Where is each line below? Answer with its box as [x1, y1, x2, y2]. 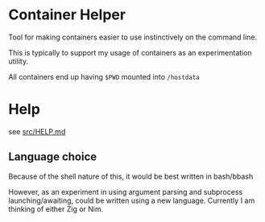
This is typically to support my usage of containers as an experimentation [8, 47, 252, 57]
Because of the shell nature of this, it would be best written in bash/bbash [8, 171, 254, 181]
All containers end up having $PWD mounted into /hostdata [8, 72, 200, 81]
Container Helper [8, 6, 126, 24]
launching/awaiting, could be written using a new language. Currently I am [8, 195, 255, 205]
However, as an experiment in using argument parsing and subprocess [8, 187, 243, 196]
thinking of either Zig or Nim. [8, 203, 104, 214]
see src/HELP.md [8, 126, 66, 136]
